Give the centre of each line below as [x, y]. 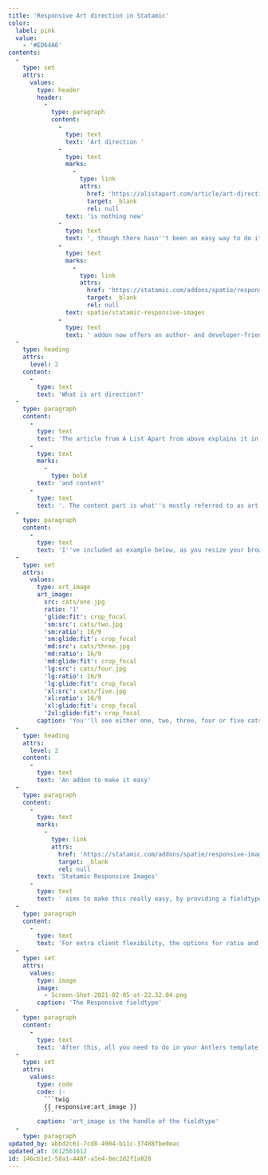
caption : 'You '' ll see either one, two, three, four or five [141, 721]
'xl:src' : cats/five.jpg [85, 691]
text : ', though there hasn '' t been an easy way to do [158, 239]
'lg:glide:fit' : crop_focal [90, 683]
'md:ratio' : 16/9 [73, 654]
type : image [57, 980]
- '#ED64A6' [42, 45]
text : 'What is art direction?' [91, 394]
